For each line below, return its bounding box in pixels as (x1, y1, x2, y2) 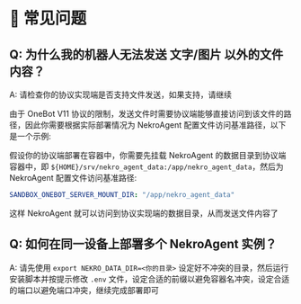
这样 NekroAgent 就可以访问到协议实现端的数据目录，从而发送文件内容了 (9, 208, 279, 219)
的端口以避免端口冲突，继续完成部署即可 (9, 284, 159, 295)
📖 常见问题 (9, 8, 87, 29)
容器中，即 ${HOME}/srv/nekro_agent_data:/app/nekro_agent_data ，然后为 (9, 161, 284, 172)
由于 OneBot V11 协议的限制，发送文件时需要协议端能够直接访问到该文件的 (9, 109, 285, 119)
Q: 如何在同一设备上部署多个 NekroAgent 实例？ (9, 237, 277, 252)
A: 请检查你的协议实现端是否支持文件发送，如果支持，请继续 (9, 89, 232, 100)
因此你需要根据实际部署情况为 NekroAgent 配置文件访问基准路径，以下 (24, 120, 287, 130)
